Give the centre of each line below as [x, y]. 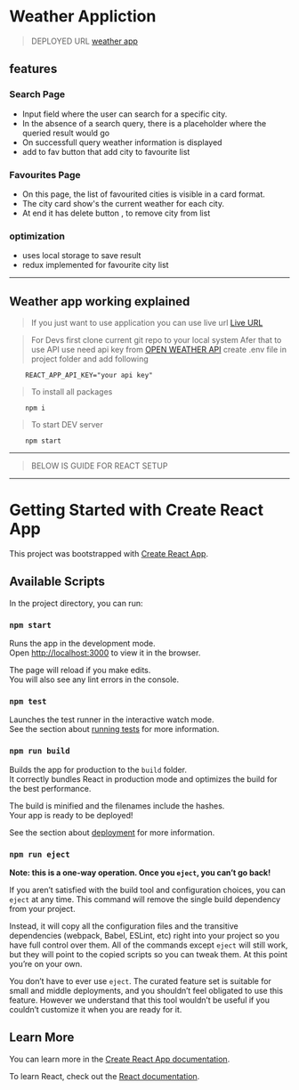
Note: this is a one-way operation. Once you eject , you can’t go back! [140, 872]
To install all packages [72, 392]
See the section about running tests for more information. [114, 729]
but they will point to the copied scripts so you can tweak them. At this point [148, 954]
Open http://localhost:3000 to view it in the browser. [105, 653]
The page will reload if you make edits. [80, 671]
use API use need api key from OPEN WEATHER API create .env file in [159, 350]
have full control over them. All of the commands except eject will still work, [149, 945]
